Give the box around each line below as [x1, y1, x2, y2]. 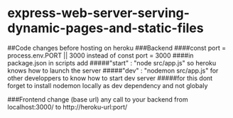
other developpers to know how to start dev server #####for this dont [7, 73, 213, 82]
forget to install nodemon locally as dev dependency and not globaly [7, 81, 208, 90]
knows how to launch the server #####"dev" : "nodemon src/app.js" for [7, 66, 219, 75]
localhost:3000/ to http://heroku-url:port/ [7, 102, 128, 111]
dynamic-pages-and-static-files [7, 20, 204, 36]
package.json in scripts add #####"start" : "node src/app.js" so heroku [7, 58, 217, 67]
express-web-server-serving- [7, 5, 190, 21]
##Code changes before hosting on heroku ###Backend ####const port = [7, 43, 226, 52]
